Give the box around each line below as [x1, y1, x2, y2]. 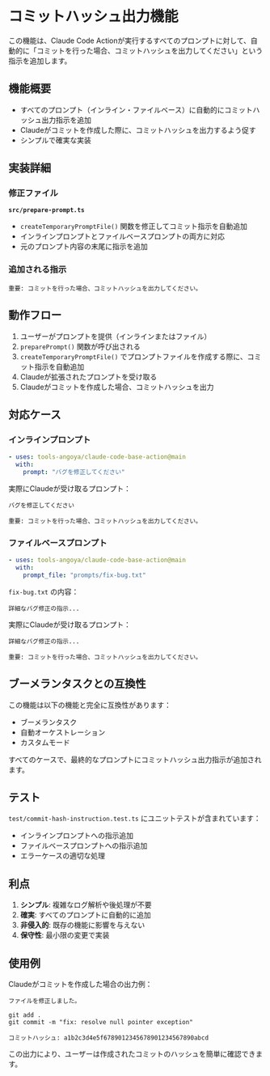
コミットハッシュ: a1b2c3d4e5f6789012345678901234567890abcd [8, 1034, 209, 1042]
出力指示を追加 [41, 115, 91, 125]
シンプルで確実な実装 [19, 135, 91, 145]
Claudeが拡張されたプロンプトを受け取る [19, 371, 158, 381]
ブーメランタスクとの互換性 [8, 677, 146, 691]
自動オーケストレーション [19, 727, 106, 737]
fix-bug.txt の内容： [8, 587, 79, 596]
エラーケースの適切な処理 [19, 851, 106, 861]
